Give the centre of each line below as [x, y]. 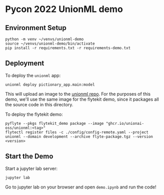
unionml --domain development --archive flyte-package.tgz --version [79, 136]
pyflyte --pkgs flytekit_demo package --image [54, 123]
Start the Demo [29, 156]
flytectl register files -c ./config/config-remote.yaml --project [77, 132]
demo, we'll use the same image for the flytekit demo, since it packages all [82, 99]
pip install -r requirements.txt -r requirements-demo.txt [68, 48]
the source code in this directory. [39, 104]
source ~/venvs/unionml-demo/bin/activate [50, 44]
